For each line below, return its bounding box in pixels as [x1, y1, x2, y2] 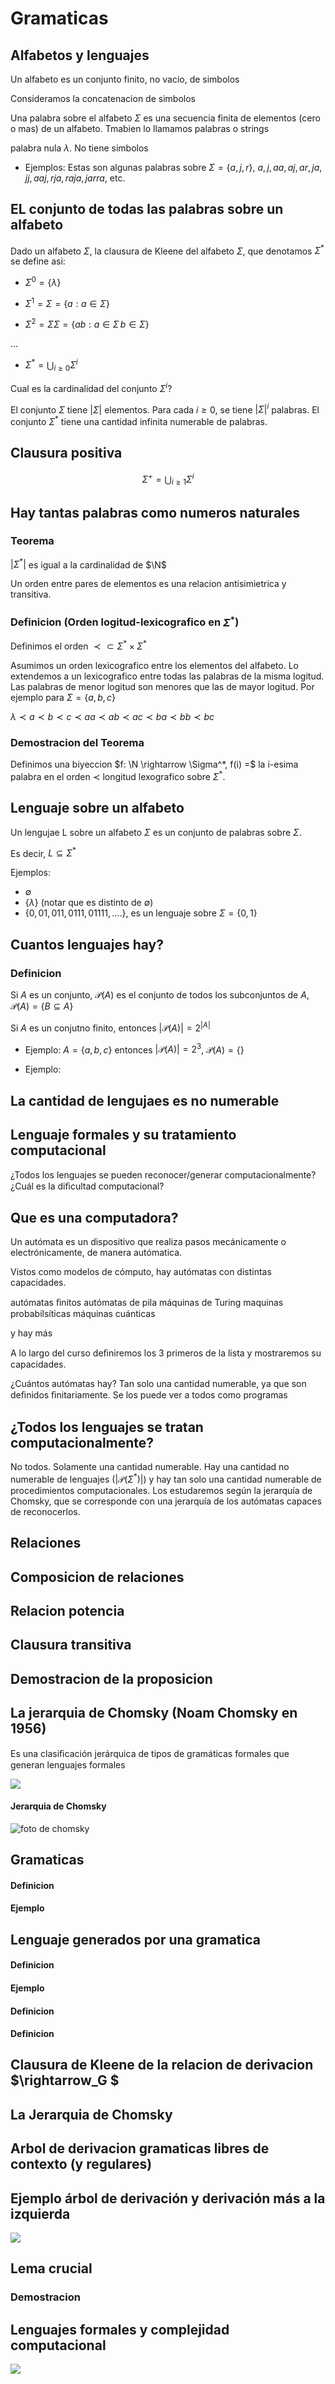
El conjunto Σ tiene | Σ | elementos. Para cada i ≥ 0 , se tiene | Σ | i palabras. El [10, 402, 320, 416]
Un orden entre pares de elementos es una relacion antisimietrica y [10, 578, 287, 590]
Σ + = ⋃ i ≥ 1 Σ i [141, 471, 195, 487]
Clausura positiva [10, 445, 123, 462]
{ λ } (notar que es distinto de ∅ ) [24, 897, 154, 909]
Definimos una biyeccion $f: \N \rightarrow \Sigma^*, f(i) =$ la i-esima [10, 758, 299, 771]
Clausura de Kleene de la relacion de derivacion [10, 2057, 314, 2074]
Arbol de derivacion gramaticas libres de [10, 2140, 270, 2157]
